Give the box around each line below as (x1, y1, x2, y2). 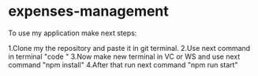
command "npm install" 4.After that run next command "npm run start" (8, 60, 238, 69)
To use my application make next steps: (8, 28, 137, 38)
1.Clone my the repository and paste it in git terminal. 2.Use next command (8, 43, 251, 52)
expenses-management (8, 2, 170, 20)
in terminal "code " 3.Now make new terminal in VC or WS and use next (8, 52, 241, 61)
